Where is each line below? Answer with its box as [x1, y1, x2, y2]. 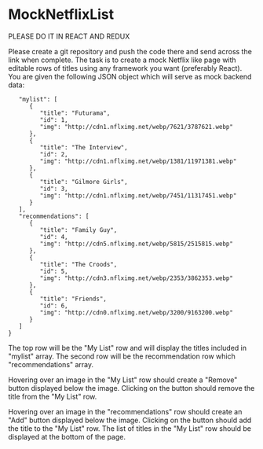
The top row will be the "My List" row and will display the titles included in [8, 343, 247, 352]
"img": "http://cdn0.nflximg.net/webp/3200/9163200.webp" [39, 308, 234, 316]
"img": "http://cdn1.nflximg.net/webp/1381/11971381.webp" [39, 157, 237, 165]
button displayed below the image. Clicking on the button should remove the [8, 383, 255, 392]
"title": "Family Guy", [39, 226, 118, 234]
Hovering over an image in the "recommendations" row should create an [8, 407, 243, 416]
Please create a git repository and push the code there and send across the [8, 46, 253, 56]
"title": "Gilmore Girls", [39, 178, 128, 186]
